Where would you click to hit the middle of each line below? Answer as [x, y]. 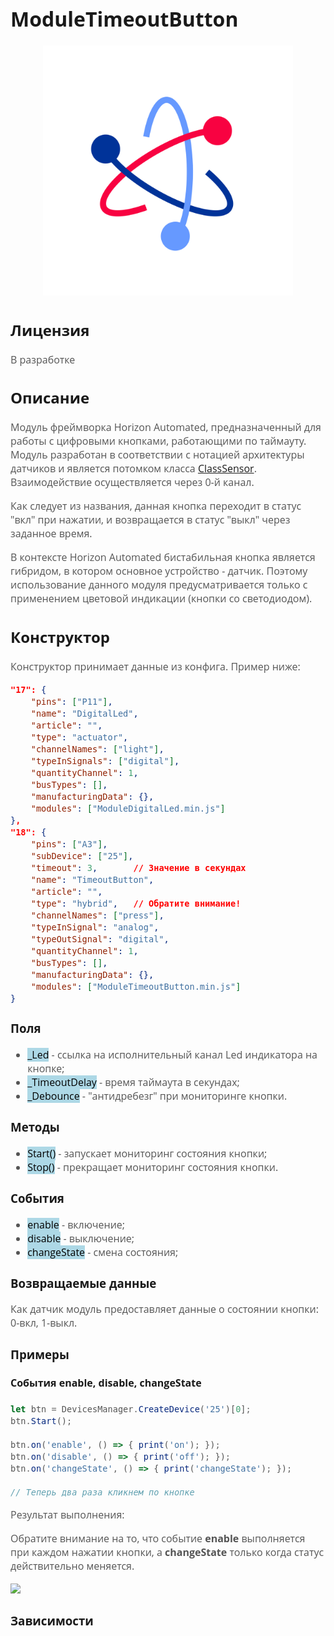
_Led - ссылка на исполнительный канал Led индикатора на [172, 1054]
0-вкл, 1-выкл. [44, 1323]
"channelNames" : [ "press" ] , [97, 915]
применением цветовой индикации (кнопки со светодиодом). [161, 598]
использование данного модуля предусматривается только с [159, 585]
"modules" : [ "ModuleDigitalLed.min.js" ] [128, 808]
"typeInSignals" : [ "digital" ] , [105, 760]
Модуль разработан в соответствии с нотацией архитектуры [157, 455]
